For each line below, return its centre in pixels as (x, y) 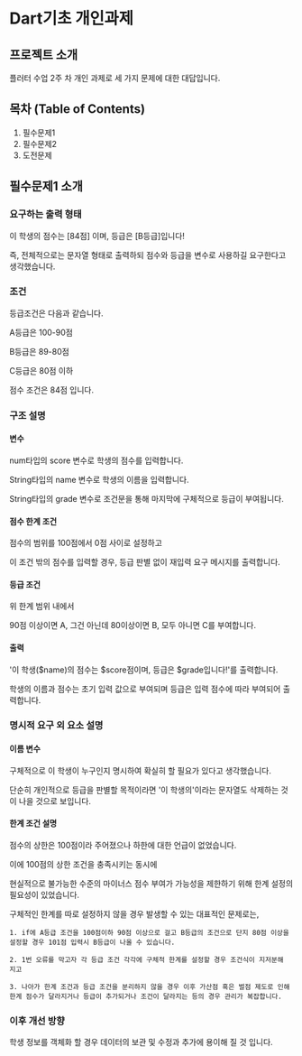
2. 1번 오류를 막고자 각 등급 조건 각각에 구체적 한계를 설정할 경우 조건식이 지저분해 (146, 959)
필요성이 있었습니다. (44, 894)
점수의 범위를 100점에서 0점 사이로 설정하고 (86, 543)
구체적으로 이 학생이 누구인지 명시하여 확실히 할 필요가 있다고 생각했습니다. (141, 770)
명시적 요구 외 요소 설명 (56, 726)
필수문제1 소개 (46, 186)
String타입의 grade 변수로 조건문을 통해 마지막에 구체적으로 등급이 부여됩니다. (146, 498)
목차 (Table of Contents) (78, 109)
